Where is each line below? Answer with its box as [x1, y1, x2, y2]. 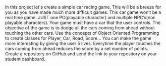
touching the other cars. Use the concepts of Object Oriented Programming [5, 30, 160, 36]
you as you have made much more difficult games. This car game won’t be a [5, 9, 161, 15]
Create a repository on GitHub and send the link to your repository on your [5, 51, 157, 57]
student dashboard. [5, 56, 46, 62]
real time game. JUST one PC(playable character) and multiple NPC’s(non [5, 15, 156, 20]
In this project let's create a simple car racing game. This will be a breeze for [5, 4, 162, 10]
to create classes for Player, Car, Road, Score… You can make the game [5, 35, 152, 41]
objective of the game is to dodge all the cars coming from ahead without [5, 25, 155, 31]
